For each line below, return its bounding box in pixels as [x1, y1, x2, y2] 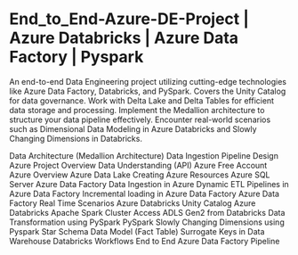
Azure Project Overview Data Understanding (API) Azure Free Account [9, 160, 268, 170]
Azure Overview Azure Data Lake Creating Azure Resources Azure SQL [9, 169, 270, 180]
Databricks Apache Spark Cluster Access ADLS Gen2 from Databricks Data [9, 207, 286, 218]
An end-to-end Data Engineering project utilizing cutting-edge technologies [9, 76, 287, 86]
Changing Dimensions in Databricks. [9, 133, 142, 144]
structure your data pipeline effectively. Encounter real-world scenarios [9, 114, 271, 125]
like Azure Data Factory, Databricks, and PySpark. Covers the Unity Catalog [9, 86, 286, 96]
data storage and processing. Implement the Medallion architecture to [9, 104, 265, 115]
